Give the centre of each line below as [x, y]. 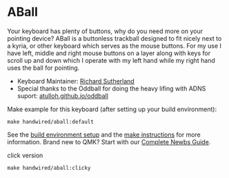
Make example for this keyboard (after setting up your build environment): [112, 109]
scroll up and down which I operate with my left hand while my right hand [111, 60]
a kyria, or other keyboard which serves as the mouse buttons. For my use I [114, 46]
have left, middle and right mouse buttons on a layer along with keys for [109, 53]
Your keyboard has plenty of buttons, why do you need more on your [105, 31]
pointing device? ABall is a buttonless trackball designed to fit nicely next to [114, 38]
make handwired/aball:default [51, 121]
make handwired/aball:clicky [49, 168]
